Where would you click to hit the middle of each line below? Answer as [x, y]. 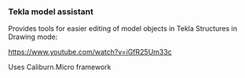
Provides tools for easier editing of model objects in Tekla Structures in [123, 29]
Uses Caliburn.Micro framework [60, 67]
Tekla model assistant [51, 12]
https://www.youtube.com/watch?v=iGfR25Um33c [90, 52]
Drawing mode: [33, 37]
